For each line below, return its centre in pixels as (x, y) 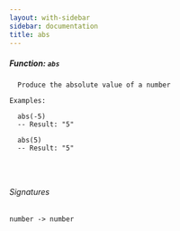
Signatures (30, 191)
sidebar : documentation (54, 26)
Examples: (28, 101)
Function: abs (35, 63)
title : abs (30, 34)
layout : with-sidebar (50, 18)
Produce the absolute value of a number (94, 85)
